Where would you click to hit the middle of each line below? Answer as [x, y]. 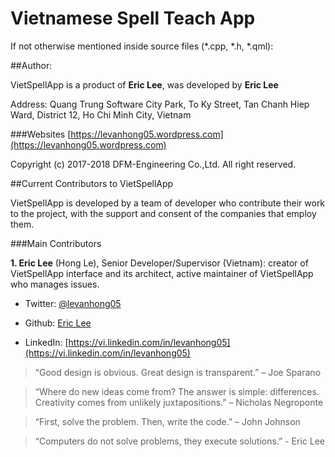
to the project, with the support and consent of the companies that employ [163, 213]
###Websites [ [41, 134]
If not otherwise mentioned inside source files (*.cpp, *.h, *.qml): [142, 46]
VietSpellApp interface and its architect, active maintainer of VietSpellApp [162, 273]
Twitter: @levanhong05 [73, 303]
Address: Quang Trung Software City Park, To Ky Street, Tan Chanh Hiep [160, 104]
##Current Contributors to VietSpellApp [92, 183]
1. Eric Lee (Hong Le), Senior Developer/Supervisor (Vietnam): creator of [159, 263]
